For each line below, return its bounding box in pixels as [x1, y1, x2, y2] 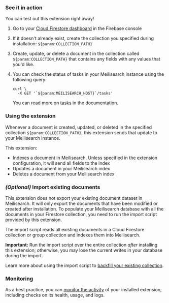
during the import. [5, 252, 43, 258]
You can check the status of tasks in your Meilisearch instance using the [12, 71, 164, 77]
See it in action [5, 4, 43, 11]
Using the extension [5, 112, 56, 119]
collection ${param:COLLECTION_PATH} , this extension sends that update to [5, 129, 157, 136]
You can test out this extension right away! [5, 16, 94, 22]
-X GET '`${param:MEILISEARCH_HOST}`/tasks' [17, 91, 113, 96]
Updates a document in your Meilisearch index [12, 165, 110, 171]
